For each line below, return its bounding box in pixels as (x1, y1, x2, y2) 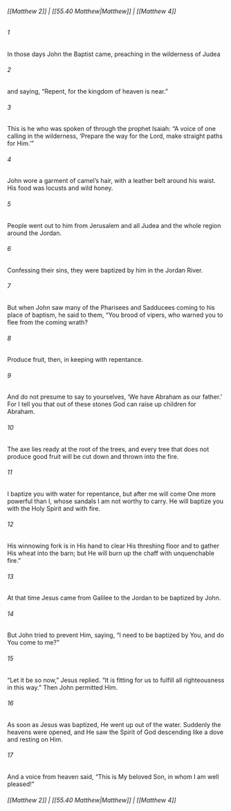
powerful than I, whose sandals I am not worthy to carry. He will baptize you (7, 497, 223, 505)
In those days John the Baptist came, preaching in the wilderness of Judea (7, 50, 221, 58)
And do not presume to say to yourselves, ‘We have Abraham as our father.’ (7, 393, 223, 401)
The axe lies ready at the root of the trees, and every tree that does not (7, 445, 210, 453)
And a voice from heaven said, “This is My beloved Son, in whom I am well (7, 773, 219, 781)
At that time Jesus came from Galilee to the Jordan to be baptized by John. (7, 594, 221, 602)
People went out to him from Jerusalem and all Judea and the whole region (7, 221, 221, 229)
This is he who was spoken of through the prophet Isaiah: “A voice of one (7, 125, 216, 133)
